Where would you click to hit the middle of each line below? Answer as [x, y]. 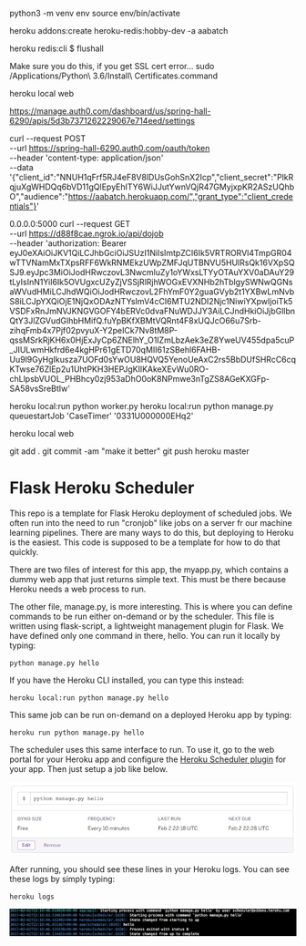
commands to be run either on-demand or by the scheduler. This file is [142, 616]
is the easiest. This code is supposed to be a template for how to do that [145, 542]
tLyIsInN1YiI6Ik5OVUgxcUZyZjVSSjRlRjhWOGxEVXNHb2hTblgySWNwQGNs [151, 282]
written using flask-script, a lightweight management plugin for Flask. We [147, 626]
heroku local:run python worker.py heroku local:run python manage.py [142, 406]
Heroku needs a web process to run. [78, 589]
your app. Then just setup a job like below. [89, 768]
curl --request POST [48, 139]
